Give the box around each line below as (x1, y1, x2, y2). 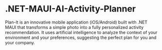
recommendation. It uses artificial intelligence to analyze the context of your (5, 29, 158, 35)
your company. (5, 39, 36, 45)
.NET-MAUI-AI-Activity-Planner (5, 3, 136, 14)
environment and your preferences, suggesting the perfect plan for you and (5, 35, 157, 40)
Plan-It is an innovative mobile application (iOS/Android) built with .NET (5, 19, 147, 25)
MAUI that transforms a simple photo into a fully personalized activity (5, 24, 144, 30)
